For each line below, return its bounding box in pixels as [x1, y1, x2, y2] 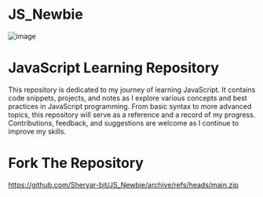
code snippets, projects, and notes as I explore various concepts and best [8, 93, 247, 103]
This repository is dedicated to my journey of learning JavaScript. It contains [8, 85, 256, 94]
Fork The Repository [8, 155, 144, 172]
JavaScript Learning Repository [8, 59, 220, 77]
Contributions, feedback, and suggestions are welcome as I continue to [8, 118, 239, 127]
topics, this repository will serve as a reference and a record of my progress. [8, 110, 256, 119]
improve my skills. [8, 126, 67, 136]
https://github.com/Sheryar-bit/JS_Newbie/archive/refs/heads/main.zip [8, 180, 239, 189]
